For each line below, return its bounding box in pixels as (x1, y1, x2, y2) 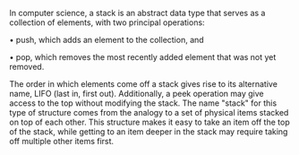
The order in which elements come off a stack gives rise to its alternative (9, 79, 278, 89)
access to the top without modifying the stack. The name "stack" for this (9, 98, 278, 108)
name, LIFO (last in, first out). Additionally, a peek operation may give (9, 89, 264, 99)
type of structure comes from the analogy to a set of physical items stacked (9, 108, 289, 117)
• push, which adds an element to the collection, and (9, 35, 204, 45)
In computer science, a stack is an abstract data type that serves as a (9, 8, 266, 18)
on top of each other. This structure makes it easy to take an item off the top (9, 116, 290, 127)
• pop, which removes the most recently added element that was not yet (9, 52, 277, 62)
